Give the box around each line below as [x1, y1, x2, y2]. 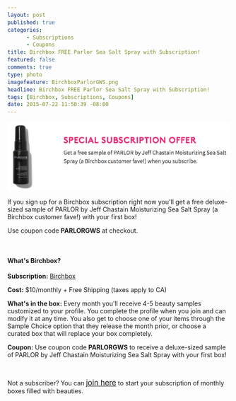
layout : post [7, 11, 46, 18]
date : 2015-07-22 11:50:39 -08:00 [7, 101, 110, 108]
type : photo [7, 71, 42, 78]
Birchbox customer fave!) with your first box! [7, 213, 137, 221]
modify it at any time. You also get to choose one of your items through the [7, 315, 225, 323]
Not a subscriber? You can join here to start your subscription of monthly [7, 378, 225, 388]
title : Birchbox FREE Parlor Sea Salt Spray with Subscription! [7, 49, 201, 56]
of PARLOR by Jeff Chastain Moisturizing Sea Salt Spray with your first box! [7, 351, 228, 359]
